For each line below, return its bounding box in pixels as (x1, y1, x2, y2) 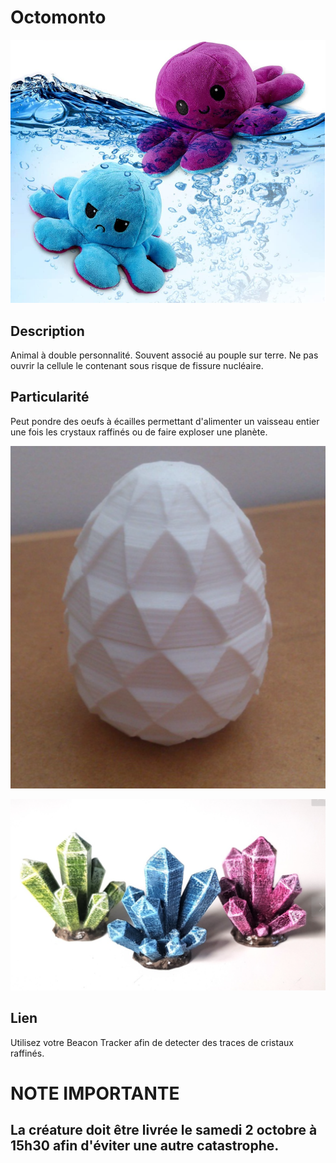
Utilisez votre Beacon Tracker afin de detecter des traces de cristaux (10, 1036, 294, 1048)
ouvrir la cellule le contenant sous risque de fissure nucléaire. (10, 360, 264, 372)
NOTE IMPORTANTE (10, 1082, 180, 1105)
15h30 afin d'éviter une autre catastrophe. (10, 1137, 280, 1155)
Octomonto (10, 6, 107, 29)
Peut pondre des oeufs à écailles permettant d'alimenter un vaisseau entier (10, 415, 320, 427)
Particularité (10, 389, 90, 406)
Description (10, 322, 85, 340)
